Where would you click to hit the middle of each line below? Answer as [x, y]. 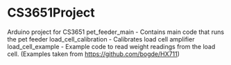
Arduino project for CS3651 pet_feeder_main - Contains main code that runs [115, 32]
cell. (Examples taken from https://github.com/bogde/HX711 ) [94, 54]
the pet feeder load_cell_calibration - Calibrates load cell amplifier [101, 39]
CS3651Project [51, 13]
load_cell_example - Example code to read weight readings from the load [111, 46]
